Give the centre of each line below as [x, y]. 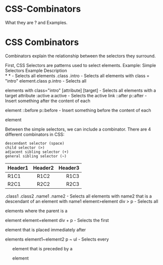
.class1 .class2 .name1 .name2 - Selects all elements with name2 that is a [79, 196]
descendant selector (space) [35, 143]
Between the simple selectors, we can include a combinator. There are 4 [78, 129]
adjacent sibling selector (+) [37, 152]
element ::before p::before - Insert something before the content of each [78, 110]
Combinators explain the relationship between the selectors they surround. [80, 56]
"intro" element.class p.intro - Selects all [46, 81]
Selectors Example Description [36, 70]
